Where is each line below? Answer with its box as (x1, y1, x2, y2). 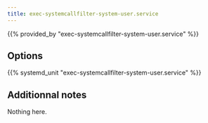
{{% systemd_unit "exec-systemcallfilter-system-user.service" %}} (7, 68, 202, 77)
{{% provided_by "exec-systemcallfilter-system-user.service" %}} (7, 30, 199, 38)
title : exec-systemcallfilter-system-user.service (7, 10, 159, 18)
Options (7, 50, 44, 62)
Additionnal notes (7, 89, 87, 101)
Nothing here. (7, 108, 47, 116)
